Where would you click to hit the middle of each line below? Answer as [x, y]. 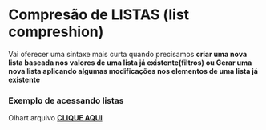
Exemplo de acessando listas [66, 100]
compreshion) [56, 32]
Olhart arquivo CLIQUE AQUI [55, 118]
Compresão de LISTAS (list [99, 15]
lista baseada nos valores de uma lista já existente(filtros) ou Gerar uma [130, 63]
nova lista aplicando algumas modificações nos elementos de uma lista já [133, 71]
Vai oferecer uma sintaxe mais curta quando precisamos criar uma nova [128, 54]
